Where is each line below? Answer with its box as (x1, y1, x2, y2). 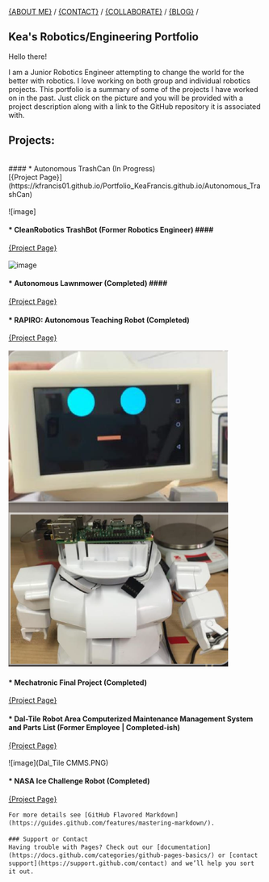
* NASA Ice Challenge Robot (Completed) (8, 776, 151, 786)
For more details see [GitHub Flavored (8, 811, 143, 819)
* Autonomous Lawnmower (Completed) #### (8, 279, 168, 288)
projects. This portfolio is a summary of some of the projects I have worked (8, 84, 258, 94)
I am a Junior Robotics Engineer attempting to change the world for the (8, 67, 245, 77)
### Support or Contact (8, 835, 89, 843)
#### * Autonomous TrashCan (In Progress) (8, 163, 156, 173)
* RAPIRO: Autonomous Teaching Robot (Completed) (8, 315, 190, 325)
